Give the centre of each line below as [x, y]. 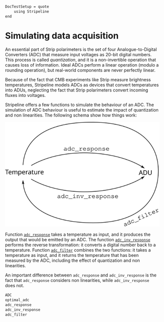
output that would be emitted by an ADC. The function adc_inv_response [78, 240]
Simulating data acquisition [62, 36]
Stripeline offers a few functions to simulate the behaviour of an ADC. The [80, 105]
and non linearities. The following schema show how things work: [71, 115]
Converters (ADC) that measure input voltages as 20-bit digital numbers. [78, 54]
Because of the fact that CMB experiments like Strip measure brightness [78, 79]
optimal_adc [17, 300]
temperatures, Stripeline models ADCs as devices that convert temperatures [82, 85]
